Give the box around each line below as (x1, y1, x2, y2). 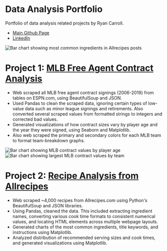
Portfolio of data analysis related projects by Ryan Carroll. (5, 20, 124, 26)
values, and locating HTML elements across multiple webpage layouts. (12, 218, 158, 224)
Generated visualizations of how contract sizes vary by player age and (12, 121, 158, 127)
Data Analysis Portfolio (5, 4, 103, 15)
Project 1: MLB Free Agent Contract (5, 63, 153, 74)
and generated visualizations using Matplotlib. (12, 239, 107, 246)
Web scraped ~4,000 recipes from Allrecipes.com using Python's (12, 197, 147, 203)
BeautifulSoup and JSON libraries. (12, 202, 83, 208)
